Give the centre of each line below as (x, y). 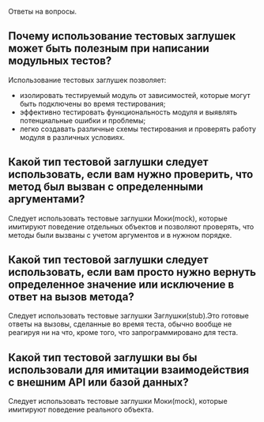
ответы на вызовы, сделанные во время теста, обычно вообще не (120, 324)
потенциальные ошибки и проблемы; (83, 120)
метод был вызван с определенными (106, 187)
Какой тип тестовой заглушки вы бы (103, 358)
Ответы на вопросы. (43, 11)
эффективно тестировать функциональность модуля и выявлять (128, 112)
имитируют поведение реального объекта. (81, 409)
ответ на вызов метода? (71, 297)
